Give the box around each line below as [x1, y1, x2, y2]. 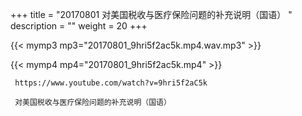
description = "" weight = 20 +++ [10, 20, 148, 32]
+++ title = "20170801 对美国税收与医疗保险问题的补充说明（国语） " [10, 9, 293, 20]
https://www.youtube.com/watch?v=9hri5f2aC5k [14, 78, 208, 88]
